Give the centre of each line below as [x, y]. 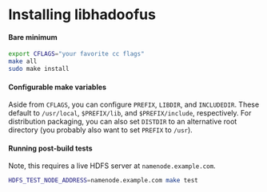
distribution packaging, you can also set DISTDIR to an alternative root [123, 122]
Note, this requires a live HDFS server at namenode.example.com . [112, 166]
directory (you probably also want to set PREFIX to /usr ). [101, 130]
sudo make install [39, 69]
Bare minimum [33, 37]
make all [23, 61]
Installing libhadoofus [82, 15]
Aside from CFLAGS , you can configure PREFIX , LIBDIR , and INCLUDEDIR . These [134, 104]
